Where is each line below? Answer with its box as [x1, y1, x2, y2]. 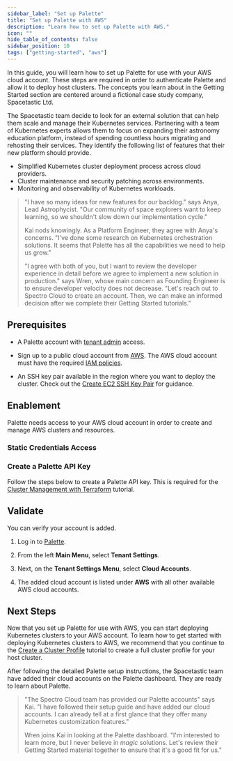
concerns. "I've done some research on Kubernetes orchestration [24, 233, 213, 241]
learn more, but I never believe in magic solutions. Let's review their [24, 739, 219, 747]
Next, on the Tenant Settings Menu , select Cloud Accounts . [17, 564, 191, 573]
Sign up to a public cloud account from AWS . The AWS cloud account [17, 351, 217, 359]
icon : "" [7, 29, 33, 37]
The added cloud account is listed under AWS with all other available [17, 578, 216, 586]
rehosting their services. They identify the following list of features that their [7, 141, 225, 149]
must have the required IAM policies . [17, 359, 123, 367]
